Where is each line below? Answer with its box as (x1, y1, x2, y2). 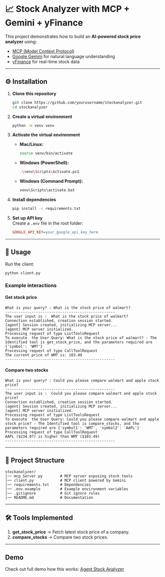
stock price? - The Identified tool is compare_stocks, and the (5, 421, 139, 426)
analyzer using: (5, 38, 37, 44)
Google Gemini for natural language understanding (12, 53, 115, 59)
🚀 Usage (5, 248, 31, 257)
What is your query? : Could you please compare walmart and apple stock (5, 378, 160, 383)
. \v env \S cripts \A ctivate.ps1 (19, 170, 80, 174)
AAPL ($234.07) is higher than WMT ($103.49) (5, 434, 100, 439)
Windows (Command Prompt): (19, 178, 83, 184)
